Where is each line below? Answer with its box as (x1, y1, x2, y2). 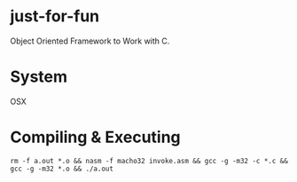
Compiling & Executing (10, 127, 181, 147)
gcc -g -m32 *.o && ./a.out (10, 164, 114, 173)
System (10, 67, 68, 87)
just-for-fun (10, 6, 100, 27)
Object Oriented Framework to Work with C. (10, 36, 170, 46)
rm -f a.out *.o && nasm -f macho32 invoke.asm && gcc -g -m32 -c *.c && (10, 156, 289, 165)
